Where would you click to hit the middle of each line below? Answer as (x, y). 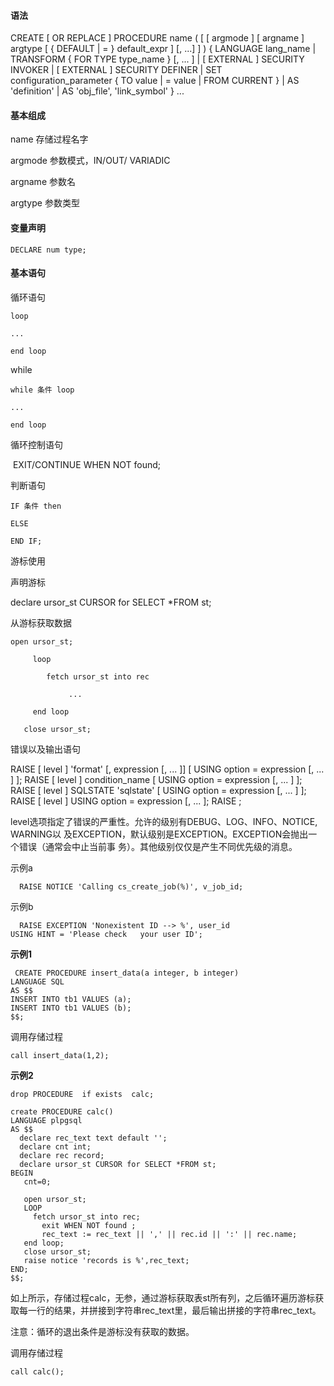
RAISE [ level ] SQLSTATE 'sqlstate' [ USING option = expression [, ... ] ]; (158, 790)
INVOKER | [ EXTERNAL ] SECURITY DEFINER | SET (116, 70)
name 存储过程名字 (49, 139)
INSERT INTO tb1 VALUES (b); (71, 1008)
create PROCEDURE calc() (62, 1111)
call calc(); (37, 1371)
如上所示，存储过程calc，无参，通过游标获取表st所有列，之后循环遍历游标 (163, 1297)
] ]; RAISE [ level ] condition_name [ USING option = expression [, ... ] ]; (156, 779)
